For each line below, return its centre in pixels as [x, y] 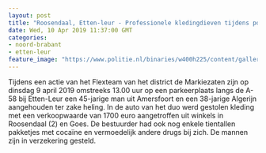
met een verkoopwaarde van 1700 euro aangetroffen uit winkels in [116, 115]
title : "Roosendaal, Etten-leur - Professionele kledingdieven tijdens [129, 23]
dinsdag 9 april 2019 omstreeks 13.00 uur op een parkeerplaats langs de [126, 90]
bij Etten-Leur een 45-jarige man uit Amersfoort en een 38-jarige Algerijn [138, 99]
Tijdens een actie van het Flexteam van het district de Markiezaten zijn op [129, 82]
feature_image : [33, 60]
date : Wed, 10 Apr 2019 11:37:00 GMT [70, 30]
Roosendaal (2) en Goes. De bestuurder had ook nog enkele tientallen [122, 124]
